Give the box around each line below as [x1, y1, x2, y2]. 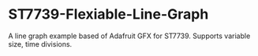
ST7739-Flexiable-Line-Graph [8, 5, 209, 23]
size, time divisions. [8, 39, 73, 48]
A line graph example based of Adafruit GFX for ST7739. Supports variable [8, 31, 251, 40]
